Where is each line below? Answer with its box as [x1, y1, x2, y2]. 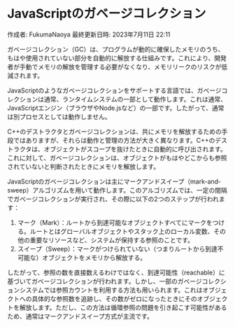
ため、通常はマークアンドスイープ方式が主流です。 [7, 312, 154, 320]
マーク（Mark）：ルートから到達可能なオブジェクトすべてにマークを [17, 218, 213, 227]
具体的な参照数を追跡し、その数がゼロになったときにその [31, 294, 197, 302]
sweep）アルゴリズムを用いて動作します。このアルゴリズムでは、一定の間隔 [7, 186, 227, 194]
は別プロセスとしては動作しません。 [7, 112, 111, 120]
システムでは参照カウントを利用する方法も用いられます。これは [19, 286, 203, 294]
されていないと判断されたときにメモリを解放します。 [7, 162, 160, 171]
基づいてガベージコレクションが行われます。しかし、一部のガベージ [7, 277, 202, 285]
